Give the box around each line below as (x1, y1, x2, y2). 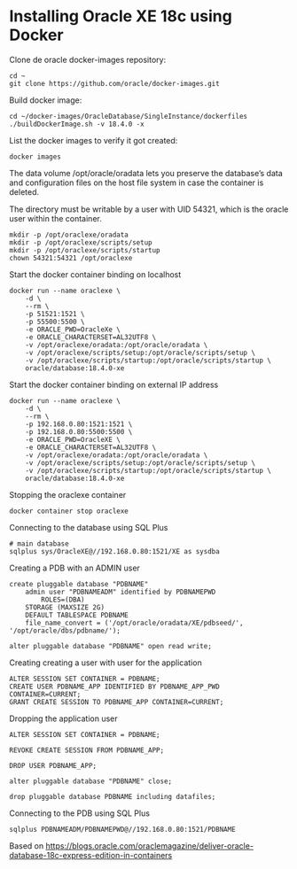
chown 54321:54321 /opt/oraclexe (9, 253, 133, 262)
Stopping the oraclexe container (9, 489, 127, 500)
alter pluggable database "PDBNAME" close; (9, 777, 173, 786)
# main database (9, 539, 69, 548)
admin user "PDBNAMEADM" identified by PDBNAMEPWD (25, 587, 216, 596)
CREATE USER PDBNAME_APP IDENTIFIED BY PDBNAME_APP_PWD (9, 682, 220, 691)
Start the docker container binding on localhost (9, 268, 182, 280)
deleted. (9, 186, 40, 197)
